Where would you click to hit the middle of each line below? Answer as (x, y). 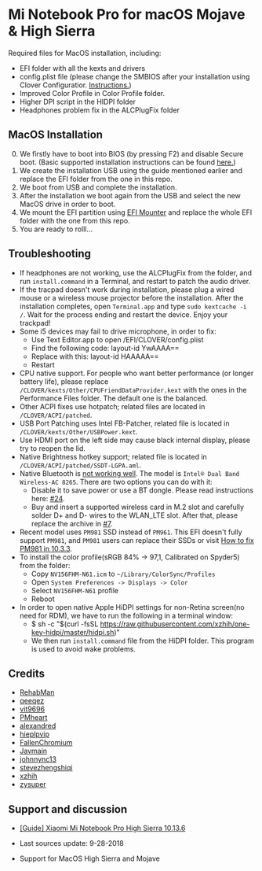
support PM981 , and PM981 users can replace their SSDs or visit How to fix (137, 540)
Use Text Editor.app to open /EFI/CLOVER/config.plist (117, 339)
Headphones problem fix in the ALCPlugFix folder (100, 110)
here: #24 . (48, 498)
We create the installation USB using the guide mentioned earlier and (131, 170)
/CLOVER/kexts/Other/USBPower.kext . (79, 431)
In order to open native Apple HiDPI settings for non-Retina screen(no (132, 607)
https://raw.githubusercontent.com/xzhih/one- (175, 624)
